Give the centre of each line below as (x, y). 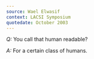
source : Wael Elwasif (33, 12)
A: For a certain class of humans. (47, 51)
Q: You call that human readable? (47, 40)
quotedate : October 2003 (37, 22)
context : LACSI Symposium (38, 17)
